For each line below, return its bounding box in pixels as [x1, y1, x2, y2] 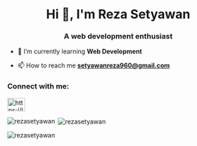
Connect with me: [7, 81, 70, 91]
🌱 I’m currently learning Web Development [17, 47, 142, 55]
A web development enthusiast [63, 32, 173, 41]
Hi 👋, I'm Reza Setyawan [46, 6, 191, 22]
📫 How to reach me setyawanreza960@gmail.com [17, 61, 170, 69]
